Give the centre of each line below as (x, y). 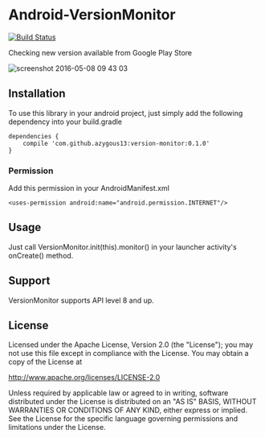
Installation (37, 94)
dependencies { (34, 136)
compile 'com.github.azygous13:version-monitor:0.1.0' (116, 143)
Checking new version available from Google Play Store (100, 52)
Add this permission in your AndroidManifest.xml (89, 188)
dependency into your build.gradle (65, 122)
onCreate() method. (41, 255)
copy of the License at (45, 362)
